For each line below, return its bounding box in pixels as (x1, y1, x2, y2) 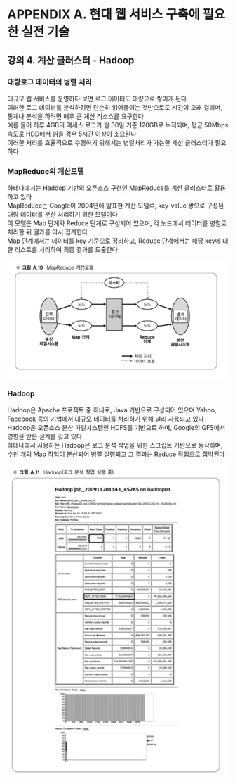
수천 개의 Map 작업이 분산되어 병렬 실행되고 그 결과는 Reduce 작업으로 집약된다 (7, 450, 225, 458)
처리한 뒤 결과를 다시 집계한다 (7, 228, 88, 236)
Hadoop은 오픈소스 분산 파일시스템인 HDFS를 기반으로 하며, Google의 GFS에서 (7, 423, 226, 431)
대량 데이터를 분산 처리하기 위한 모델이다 (7, 210, 118, 219)
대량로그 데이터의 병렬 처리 (7, 77, 93, 87)
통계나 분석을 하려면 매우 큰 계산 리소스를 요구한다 (7, 112, 144, 120)
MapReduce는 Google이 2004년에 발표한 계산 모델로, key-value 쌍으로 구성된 (7, 201, 224, 210)
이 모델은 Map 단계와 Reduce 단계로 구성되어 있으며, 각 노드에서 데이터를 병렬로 (7, 219, 227, 227)
